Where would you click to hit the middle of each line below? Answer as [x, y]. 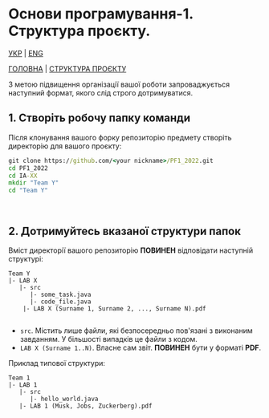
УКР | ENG [26, 53]
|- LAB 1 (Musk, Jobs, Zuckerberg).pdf [86, 406]
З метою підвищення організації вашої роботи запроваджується [119, 84]
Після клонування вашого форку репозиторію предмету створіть [120, 137]
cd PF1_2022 [28, 168]
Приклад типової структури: [57, 363]
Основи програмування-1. [101, 14]
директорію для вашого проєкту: [65, 146]
